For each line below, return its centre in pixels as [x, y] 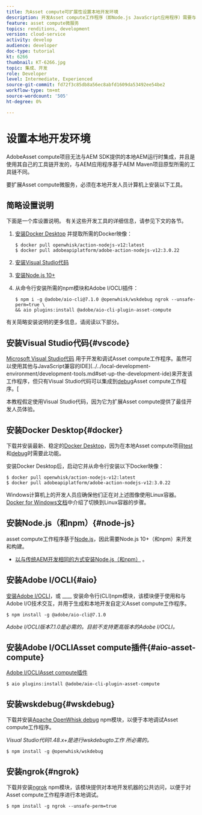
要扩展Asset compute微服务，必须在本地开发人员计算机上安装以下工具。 [96, 184]
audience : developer [32, 46]
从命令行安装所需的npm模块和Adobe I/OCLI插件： [77, 288]
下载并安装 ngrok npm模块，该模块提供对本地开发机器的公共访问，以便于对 [99, 787]
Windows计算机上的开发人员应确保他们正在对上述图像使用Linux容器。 [93, 495]
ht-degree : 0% [24, 101]
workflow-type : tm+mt [33, 91]
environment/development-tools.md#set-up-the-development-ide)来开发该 [99, 374]
